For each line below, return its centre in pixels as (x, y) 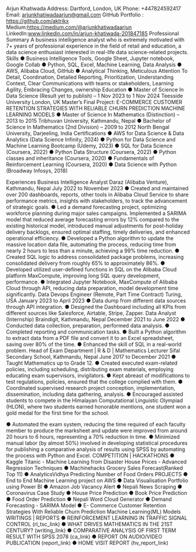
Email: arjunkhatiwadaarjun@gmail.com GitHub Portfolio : (75, 15)
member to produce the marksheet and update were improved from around (97, 430)
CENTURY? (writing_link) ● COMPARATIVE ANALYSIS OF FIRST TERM (91, 530)
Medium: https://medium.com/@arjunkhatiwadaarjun (69, 27)
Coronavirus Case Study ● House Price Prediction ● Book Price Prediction (97, 493)
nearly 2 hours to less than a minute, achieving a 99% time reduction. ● (93, 251)
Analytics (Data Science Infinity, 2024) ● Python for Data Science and (91, 139)
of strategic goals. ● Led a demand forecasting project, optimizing (86, 207)
